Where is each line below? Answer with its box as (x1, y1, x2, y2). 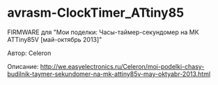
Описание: (7, 62, 39, 70)
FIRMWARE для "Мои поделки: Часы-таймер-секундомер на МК (7, 28, 200, 36)
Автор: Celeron (7, 49, 52, 57)
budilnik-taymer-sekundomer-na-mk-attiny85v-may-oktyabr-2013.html (7, 70, 211, 78)
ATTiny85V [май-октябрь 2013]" (7, 35, 102, 43)
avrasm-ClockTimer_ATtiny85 (7, 5, 185, 21)
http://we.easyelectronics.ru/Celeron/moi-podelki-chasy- (40, 62, 205, 70)
